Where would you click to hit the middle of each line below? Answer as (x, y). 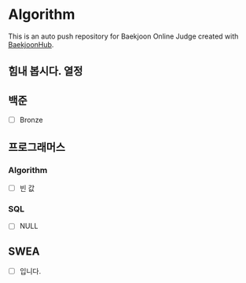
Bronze (31, 120)
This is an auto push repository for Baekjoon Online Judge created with (123, 36)
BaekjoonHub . (31, 44)
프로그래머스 (37, 147)
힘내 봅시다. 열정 (46, 71)
